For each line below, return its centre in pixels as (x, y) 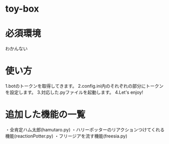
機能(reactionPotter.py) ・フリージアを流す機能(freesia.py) (66, 136)
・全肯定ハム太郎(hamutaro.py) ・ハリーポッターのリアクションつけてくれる (85, 130)
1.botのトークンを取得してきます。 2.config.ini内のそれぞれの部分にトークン (84, 86)
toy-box (22, 9)
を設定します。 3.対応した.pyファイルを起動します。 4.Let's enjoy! (74, 92)
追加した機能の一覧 (45, 115)
